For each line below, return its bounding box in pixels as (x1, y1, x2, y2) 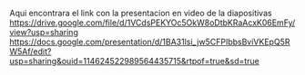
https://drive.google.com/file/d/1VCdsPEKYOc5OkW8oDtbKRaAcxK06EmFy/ (9, 17, 296, 28)
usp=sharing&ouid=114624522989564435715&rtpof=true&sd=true (9, 56, 259, 66)
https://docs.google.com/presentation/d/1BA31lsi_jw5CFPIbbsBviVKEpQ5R (9, 36, 290, 47)
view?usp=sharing (9, 27, 79, 37)
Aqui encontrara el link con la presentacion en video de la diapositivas (9, 8, 272, 18)
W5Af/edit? (9, 46, 52, 57)
